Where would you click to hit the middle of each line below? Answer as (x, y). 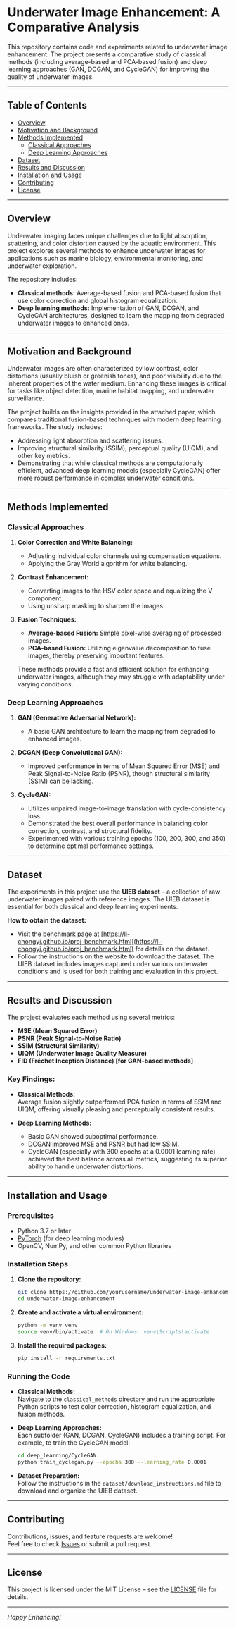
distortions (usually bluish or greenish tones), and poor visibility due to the (115, 376)
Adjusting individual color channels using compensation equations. (125, 556)
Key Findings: (31, 1079)
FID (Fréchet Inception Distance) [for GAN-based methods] (105, 1061)
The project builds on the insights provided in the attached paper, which (111, 412)
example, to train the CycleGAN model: (74, 1443)
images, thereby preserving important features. (96, 655)
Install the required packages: (62, 1345)
